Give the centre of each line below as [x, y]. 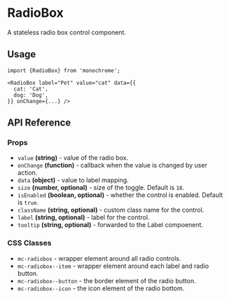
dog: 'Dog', [31, 95]
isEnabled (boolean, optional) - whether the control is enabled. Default [120, 195]
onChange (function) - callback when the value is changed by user [112, 165]
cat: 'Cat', [31, 89]
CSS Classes [29, 243]
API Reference [39, 123]
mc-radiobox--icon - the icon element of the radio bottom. [101, 288]
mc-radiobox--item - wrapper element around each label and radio [113, 266]
